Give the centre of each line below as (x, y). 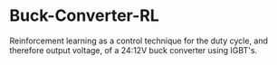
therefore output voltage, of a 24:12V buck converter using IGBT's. (134, 50)
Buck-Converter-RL (85, 16)
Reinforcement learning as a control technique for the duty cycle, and (139, 41)
